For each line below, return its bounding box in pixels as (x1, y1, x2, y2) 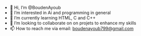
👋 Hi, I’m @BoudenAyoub (9, 5, 61, 10)
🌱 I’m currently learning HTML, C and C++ (9, 15, 96, 20)
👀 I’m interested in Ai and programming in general (9, 10, 111, 16)
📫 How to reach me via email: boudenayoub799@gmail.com (9, 26, 134, 31)
